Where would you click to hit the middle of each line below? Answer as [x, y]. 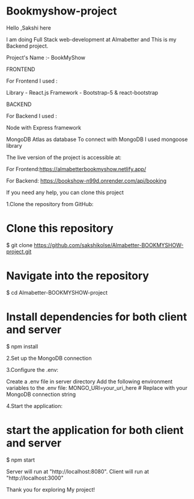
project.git [19, 251]
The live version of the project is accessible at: [64, 157]
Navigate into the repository [77, 276]
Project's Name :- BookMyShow [46, 57]
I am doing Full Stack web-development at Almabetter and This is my [91, 39]
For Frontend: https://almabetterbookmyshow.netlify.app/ [76, 169]
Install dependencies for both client [97, 317]
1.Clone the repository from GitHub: [50, 204]
